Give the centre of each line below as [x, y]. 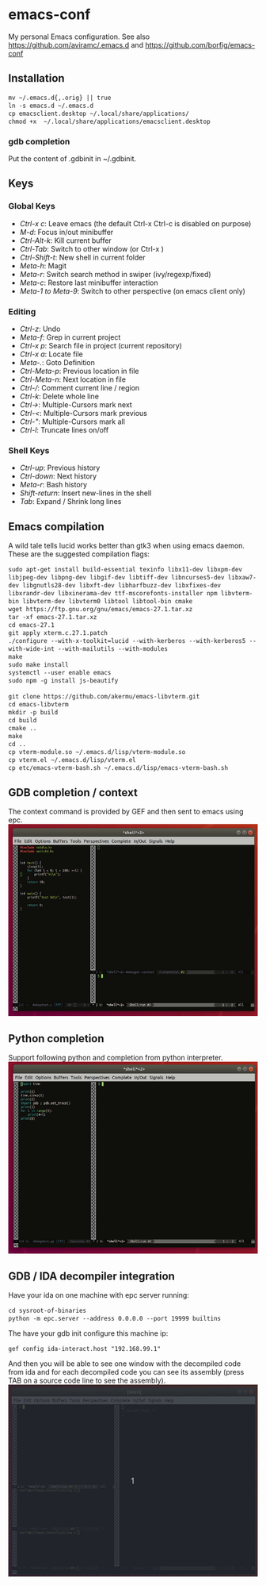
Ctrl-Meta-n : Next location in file [73, 379]
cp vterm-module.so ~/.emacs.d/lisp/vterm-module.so [97, 752]
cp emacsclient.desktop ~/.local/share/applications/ [99, 113]
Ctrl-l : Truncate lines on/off [64, 430]
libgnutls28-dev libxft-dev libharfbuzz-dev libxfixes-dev [122, 586]
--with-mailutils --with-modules [113, 649]
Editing [22, 311]
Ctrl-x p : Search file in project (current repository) [101, 346]
